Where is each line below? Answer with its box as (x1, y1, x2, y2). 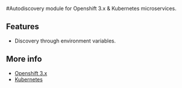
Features (6, 22, 39, 31)
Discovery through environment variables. (14, 37, 116, 44)
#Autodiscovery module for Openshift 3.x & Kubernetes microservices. (6, 5, 177, 12)
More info (6, 54, 42, 64)
